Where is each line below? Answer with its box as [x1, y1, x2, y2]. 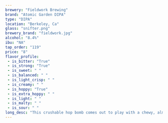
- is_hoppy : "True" [7, 86, 48, 92]
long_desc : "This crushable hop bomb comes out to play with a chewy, [5, 110, 155, 115]
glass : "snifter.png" [5, 26, 50, 31]
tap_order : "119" [5, 45, 41, 50]
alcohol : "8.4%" [5, 36, 39, 41]
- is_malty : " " [7, 101, 41, 106]
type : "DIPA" [5, 17, 32, 22]
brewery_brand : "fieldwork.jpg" [5, 31, 72, 36]
